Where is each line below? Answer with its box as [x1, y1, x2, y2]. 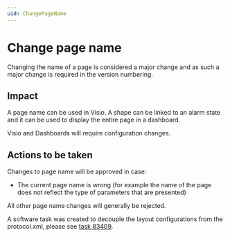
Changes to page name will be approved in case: [7, 167, 147, 176]
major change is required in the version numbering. [7, 70, 154, 78]
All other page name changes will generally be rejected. [7, 202, 166, 210]
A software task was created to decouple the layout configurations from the [7, 215, 223, 223]
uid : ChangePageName [7, 10, 67, 17]
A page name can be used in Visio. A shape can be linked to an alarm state [7, 108, 221, 117]
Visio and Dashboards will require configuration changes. [7, 129, 171, 138]
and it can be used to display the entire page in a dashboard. [7, 115, 181, 124]
